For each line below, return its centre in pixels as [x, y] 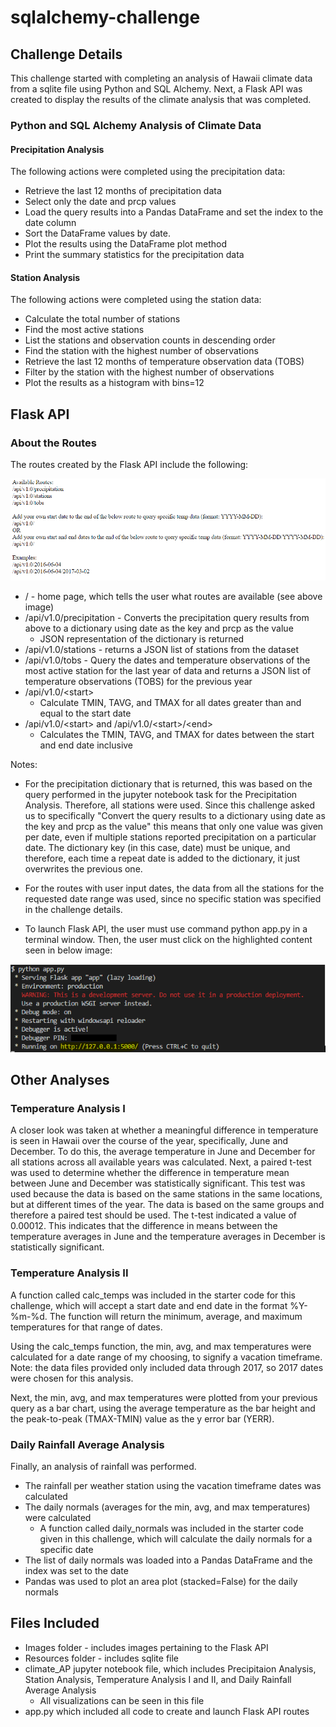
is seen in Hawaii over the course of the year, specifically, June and [149, 1141]
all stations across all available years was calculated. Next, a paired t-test [161, 1162]
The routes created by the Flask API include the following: [129, 465]
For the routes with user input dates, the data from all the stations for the [174, 888]
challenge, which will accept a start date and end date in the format [149, 1305]
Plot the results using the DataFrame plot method [125, 244]
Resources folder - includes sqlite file [102, 1658]
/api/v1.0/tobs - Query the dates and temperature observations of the [167, 660]
